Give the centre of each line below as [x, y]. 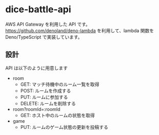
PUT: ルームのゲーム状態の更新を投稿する [64, 127]
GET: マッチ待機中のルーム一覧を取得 [60, 84]
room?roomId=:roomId [36, 109]
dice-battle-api [38, 9]
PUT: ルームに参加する [44, 97]
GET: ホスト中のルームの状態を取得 [57, 115]
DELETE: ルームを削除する [48, 103]
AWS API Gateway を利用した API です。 [48, 24]
